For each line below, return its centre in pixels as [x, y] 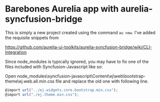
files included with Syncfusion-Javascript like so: [54, 67]
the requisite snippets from [32, 38]
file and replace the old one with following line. [102, 81]
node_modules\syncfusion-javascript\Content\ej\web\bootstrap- [81, 76]
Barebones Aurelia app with [62, 9]
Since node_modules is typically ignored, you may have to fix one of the [77, 61]
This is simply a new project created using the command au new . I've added [80, 32]
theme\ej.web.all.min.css [30, 81]
